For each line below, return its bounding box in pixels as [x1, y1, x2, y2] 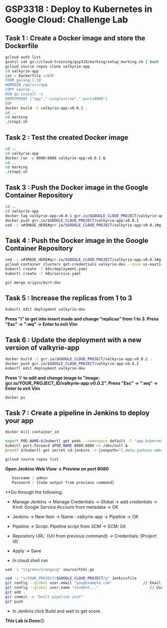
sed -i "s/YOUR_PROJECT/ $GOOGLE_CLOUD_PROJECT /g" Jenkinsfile [5, 576, 137, 581]
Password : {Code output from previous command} [11, 480, 114, 485]
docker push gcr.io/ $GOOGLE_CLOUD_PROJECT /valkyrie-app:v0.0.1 [5, 218, 139, 223]
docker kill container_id [5, 430, 59, 435]
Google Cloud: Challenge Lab [5, 14, 128, 25]
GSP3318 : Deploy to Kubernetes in [5, 3, 153, 15]
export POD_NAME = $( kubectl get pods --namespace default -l [5, 439, 133, 444]
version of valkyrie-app [5, 343, 80, 352]
